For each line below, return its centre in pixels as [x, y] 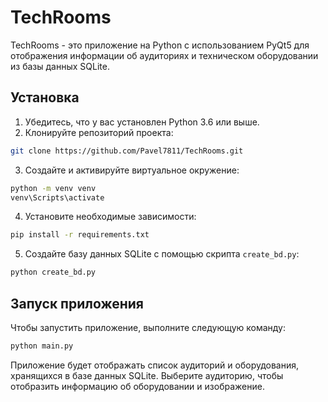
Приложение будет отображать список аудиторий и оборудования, [155, 365]
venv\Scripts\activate [57, 197]
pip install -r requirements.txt [80, 235]
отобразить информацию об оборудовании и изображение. [137, 386]
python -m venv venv [53, 188]
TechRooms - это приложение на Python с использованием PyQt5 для [160, 45]
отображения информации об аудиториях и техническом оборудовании [164, 55]
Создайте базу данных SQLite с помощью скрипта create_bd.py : [162, 254]
